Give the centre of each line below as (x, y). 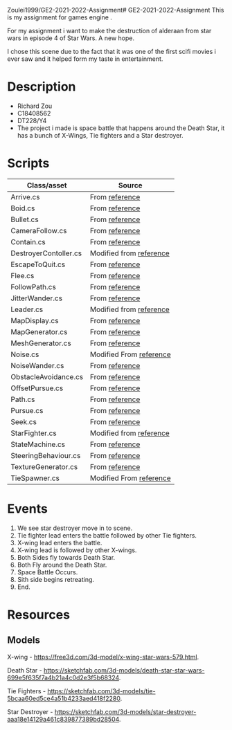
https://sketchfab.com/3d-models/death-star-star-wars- (124, 670)
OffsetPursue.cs (37, 388)
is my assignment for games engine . (60, 17)
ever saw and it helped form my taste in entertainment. (85, 59)
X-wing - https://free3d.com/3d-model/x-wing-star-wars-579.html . (103, 657)
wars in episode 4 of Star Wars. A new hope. (71, 38)
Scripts (28, 164)
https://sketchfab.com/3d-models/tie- (101, 691)
